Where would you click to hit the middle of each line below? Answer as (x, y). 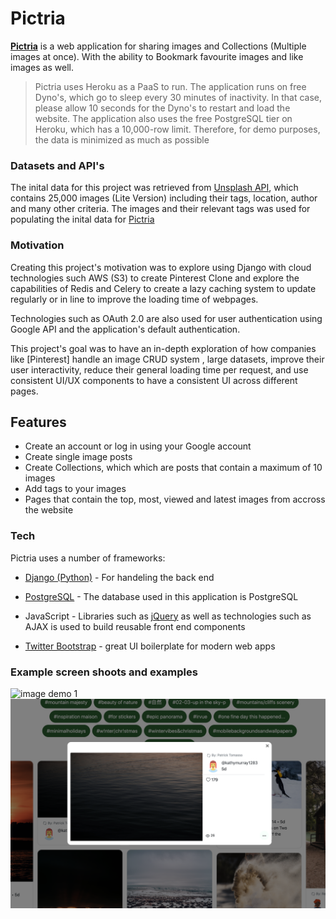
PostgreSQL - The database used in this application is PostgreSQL (161, 596)
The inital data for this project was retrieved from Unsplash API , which (154, 188)
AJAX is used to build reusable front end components (135, 626)
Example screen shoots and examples (104, 672)
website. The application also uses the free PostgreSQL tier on (163, 118)
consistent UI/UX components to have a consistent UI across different (154, 380)
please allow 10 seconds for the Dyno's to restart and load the (162, 108)
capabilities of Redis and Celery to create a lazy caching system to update (163, 288)
